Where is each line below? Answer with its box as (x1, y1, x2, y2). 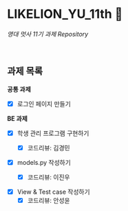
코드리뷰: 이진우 (27, 173, 70, 181)
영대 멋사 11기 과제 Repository (7, 30, 89, 38)
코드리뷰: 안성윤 (27, 197, 70, 205)
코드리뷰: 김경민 (27, 143, 70, 152)
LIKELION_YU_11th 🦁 (7, 6, 123, 22)
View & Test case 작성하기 (17, 188, 91, 196)
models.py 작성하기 (17, 158, 71, 166)
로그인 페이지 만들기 (17, 99, 71, 108)
